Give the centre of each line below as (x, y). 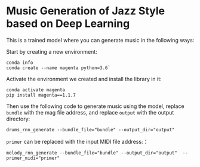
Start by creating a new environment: (52, 51)
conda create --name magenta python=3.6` (59, 68)
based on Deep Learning (68, 24)
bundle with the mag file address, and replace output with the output (90, 112)
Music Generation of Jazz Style (86, 11)
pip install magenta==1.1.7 (41, 95)
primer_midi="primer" (33, 158)
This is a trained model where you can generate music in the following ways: (100, 40)
